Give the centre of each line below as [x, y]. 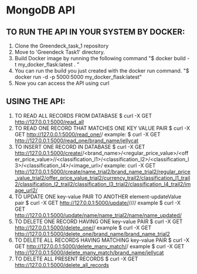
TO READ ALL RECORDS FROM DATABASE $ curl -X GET [83, 115]
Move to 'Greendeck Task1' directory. [60, 52]
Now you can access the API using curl [62, 83]
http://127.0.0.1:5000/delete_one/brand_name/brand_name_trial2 [92, 234]
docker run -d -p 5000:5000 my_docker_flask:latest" [78, 77]
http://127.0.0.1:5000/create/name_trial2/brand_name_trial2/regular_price [102, 172]
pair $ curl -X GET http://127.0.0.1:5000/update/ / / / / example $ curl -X [97, 203]
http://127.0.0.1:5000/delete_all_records [62, 265]
